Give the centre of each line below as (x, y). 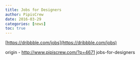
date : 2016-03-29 (23, 19)
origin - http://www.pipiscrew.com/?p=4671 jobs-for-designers (70, 52)
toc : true (16, 28)
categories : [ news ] (26, 24)
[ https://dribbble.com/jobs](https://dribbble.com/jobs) (61, 42)
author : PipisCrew (24, 14)
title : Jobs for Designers (33, 10)
